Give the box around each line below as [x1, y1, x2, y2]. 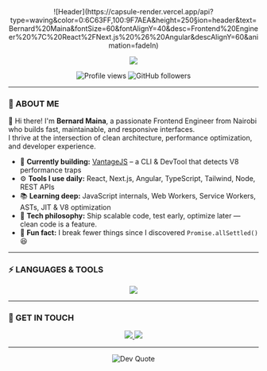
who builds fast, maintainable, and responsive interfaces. [8, 125, 195, 134]
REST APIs [19, 182, 55, 192]
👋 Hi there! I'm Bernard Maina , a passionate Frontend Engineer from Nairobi [8, 116, 257, 126]
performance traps [19, 165, 82, 175]
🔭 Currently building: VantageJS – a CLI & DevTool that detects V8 [19, 157, 239, 167]
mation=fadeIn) [108, 41, 159, 50]
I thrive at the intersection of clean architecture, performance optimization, [8, 133, 253, 143]
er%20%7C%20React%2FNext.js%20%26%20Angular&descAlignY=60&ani [8, 33, 259, 41]
